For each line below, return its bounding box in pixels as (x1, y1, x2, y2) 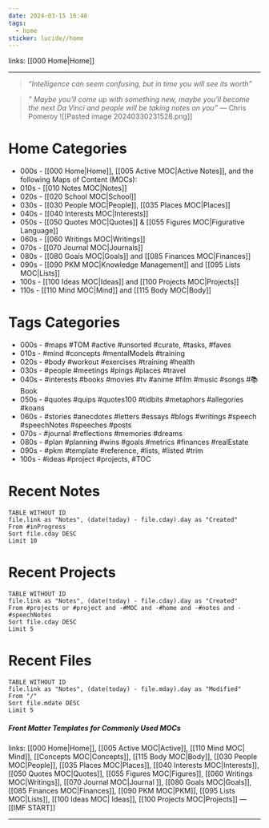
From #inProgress (8, 523, 66, 531)
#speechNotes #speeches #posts (19, 420, 132, 430)
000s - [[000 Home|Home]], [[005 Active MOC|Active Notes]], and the (19, 166, 254, 176)
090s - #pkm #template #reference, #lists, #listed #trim (19, 446, 204, 455)
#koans (19, 403, 46, 413)
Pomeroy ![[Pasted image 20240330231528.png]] (27, 111, 193, 121)
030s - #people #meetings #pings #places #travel (19, 366, 187, 375)
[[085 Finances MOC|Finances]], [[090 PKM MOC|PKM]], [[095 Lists (8, 786, 235, 795)
